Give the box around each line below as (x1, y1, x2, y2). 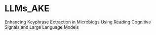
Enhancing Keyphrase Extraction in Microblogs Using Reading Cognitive (4, 19, 151, 25)
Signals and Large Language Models (4, 24, 79, 30)
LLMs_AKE (4, 3, 50, 14)
